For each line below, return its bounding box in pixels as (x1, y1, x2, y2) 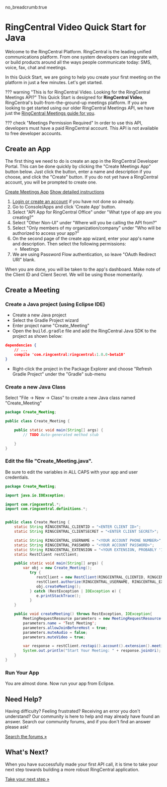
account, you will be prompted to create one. (5, 179, 97, 185)
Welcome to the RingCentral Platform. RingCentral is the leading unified (5, 48, 152, 54)
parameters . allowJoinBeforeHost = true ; (23, 625, 108, 630)
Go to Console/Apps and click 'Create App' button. (12, 203, 116, 209)
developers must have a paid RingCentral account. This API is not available (5, 125, 159, 131)
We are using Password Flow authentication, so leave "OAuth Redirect (12, 251, 156, 257)
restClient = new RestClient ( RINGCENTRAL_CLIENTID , (36, 575, 146, 580)
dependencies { (5, 343, 37, 348)
